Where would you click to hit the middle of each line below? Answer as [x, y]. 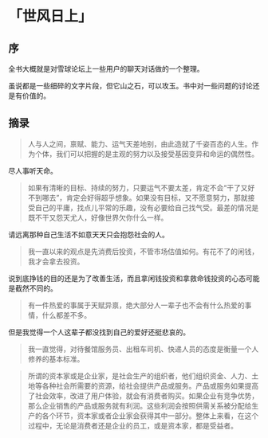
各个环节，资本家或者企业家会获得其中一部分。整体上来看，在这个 [150, 416]
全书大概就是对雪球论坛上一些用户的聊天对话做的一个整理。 [106, 69]
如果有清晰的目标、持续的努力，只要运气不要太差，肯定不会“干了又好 [141, 187]
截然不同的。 [36, 288]
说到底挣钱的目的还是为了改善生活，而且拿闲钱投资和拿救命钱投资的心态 [127, 278]
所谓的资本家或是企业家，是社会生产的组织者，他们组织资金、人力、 [140, 376]
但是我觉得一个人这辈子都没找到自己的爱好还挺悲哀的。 [99, 332]
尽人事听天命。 [33, 170]
